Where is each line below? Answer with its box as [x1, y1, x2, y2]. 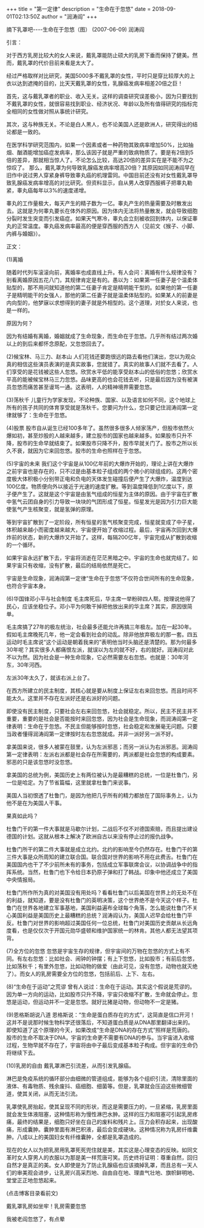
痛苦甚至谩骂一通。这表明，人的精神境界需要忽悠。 [27, 383, 155, 391]
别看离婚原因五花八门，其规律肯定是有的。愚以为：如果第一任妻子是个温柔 [6, 276, 192, 284]
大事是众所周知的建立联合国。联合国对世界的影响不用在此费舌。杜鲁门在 [16, 853, 198, 861]
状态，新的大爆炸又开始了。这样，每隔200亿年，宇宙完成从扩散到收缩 [22, 534, 197, 541]
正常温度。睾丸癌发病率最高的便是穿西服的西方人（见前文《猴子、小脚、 [16, 222, 198, 230]
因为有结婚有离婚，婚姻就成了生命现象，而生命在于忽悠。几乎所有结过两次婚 [6, 333, 198, 339]
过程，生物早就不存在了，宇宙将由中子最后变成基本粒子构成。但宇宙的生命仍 [6, 1042, 198, 1049]
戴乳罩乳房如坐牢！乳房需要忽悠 [6, 1202, 86, 1210]
